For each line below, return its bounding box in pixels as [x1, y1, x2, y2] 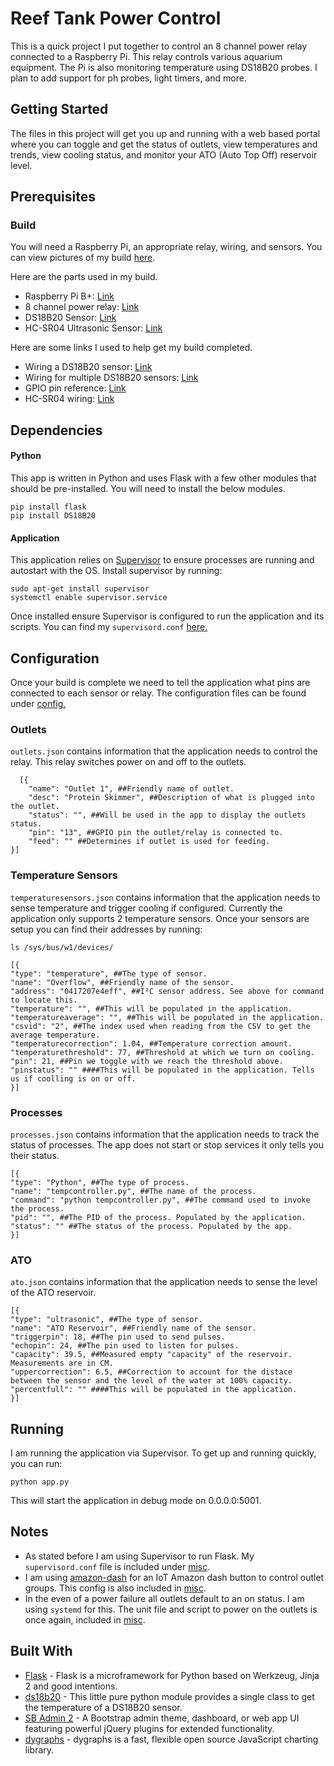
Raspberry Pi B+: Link [24, 290, 115, 302]
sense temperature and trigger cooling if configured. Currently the [10, 902, 283, 914]
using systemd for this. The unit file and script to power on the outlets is [24, 1603, 318, 1615]
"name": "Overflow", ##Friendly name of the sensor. [10, 977, 235, 987]
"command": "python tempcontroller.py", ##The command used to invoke [10, 1195, 311, 1205]
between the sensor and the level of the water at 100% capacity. [10, 1376, 293, 1386]
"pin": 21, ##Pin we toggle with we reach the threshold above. [10, 1056, 284, 1066]
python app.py [10, 1477, 70, 1487]
